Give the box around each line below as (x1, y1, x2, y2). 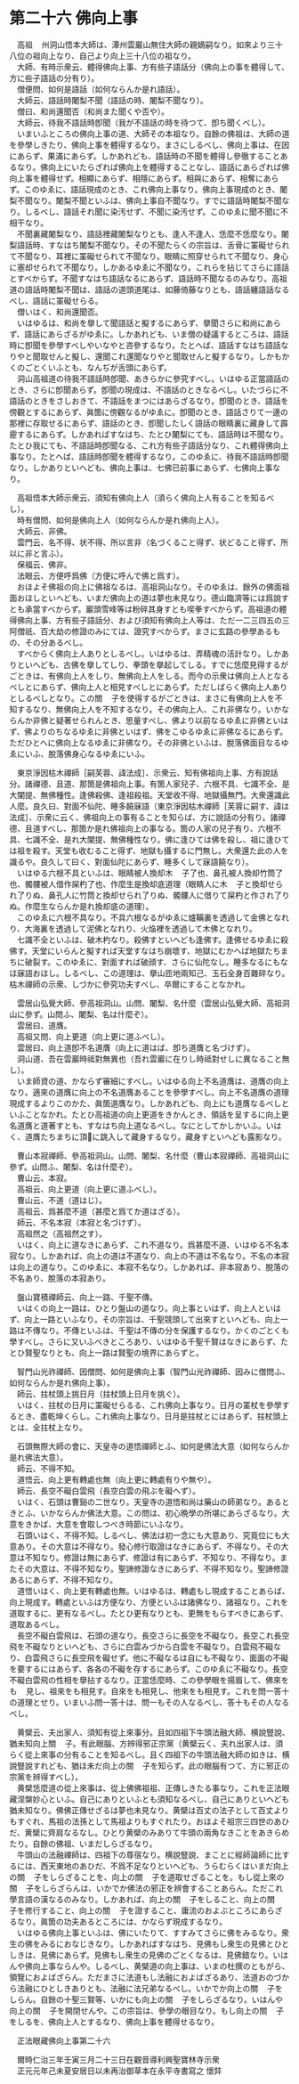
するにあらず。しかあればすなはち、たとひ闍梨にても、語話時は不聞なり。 (16, 428, 288, 439)
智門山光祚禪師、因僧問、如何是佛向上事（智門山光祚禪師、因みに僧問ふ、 (16, 1366, 290, 1377)
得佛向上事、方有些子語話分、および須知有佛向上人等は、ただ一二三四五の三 (9, 615, 290, 625)
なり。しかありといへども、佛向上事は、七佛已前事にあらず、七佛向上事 (9, 462, 273, 473)
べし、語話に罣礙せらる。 (9, 295, 103, 305)
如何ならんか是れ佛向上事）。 (9, 1377, 115, 1388)
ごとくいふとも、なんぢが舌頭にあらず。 (24, 362, 172, 372)
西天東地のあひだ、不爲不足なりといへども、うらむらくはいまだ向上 (39, 1860, 289, 1871)
